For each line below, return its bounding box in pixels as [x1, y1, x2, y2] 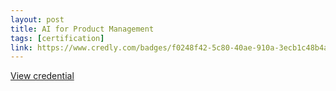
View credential [10, 70, 75, 82]
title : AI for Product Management [10, 24, 155, 34]
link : [10, 42, 33, 53]
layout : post [10, 14, 65, 25]
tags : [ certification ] [10, 33, 105, 43]
